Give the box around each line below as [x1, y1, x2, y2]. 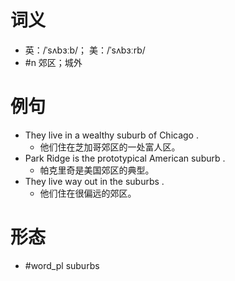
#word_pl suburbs [24, 259, 100, 271]
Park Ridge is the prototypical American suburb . [24, 152, 226, 164]
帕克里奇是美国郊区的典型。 [39, 164, 155, 176]
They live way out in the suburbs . [24, 175, 165, 187]
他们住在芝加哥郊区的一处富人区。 [39, 141, 181, 153]
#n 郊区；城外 [24, 56, 83, 68]
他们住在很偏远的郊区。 [39, 187, 137, 199]
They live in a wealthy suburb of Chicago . [24, 129, 199, 141]
